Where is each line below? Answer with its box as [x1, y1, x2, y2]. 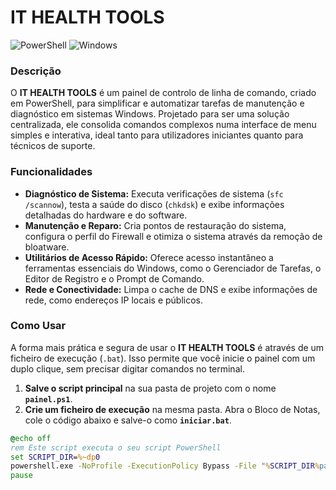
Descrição [10, 64, 62, 78]
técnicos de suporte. [10, 140, 96, 152]
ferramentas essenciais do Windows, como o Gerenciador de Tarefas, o [24, 262, 322, 274]
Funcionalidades [10, 165, 93, 179]
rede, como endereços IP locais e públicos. [24, 294, 204, 306]
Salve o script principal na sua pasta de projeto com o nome [24, 382, 277, 394]
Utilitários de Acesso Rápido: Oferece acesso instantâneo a [24, 251, 274, 263]
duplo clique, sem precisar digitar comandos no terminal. [10, 362, 245, 375]
